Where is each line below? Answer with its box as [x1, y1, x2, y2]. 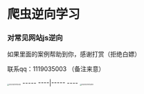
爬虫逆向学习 [7, 6, 81, 22]
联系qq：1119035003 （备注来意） [7, 65, 105, 73]
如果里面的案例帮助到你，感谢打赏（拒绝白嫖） [7, 50, 141, 58]
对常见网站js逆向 [7, 33, 64, 42]
